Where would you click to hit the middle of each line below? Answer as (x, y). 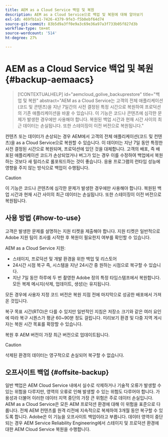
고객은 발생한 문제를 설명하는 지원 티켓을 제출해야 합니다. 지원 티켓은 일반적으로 (83, 231)
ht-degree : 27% (21, 38)
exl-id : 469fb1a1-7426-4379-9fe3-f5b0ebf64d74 (55, 19)
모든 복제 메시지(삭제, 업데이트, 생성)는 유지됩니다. (62, 284)
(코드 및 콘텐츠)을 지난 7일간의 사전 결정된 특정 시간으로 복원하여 (80, 106)
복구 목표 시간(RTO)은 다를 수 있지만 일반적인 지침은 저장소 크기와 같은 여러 (79, 311)
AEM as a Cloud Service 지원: (36, 248)
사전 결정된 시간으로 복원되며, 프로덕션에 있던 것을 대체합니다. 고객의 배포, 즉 (80, 149)
